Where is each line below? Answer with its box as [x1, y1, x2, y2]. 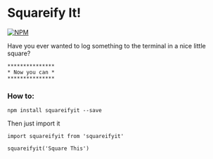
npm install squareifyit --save [7, 107, 102, 114]
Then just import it [7, 119, 60, 127]
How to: [7, 91, 35, 101]
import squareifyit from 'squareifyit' [7, 133, 124, 140]
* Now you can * [7, 69, 55, 76]
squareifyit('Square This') [7, 145, 90, 152]
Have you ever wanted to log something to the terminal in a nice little [7, 41, 206, 50]
